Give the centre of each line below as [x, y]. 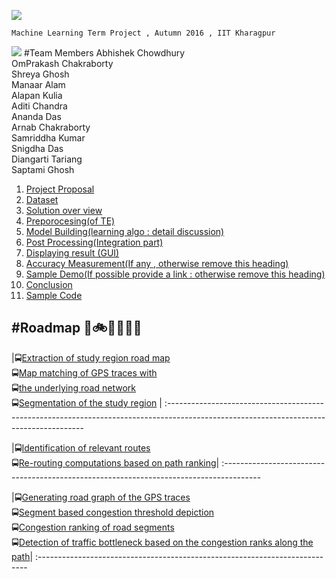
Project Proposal [60, 189]
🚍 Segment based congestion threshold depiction [113, 512]
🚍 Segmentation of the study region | [87, 402]
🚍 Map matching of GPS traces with [84, 372]
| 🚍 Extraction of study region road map [91, 357]
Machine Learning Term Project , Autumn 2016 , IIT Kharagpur [143, 33]
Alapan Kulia [37, 95]
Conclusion [49, 284]
